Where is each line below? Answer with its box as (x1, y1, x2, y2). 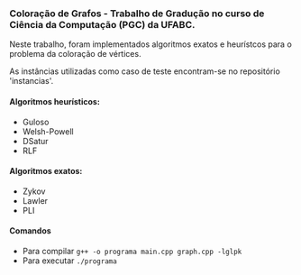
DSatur (22, 135, 49, 146)
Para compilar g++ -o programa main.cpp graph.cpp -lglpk (22, 245, 242, 256)
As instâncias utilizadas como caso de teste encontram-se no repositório (9, 66, 281, 77)
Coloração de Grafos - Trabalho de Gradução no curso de (9, 7, 265, 20)
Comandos (9, 225, 51, 236)
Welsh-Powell (22, 125, 74, 137)
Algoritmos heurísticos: (9, 96, 101, 106)
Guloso (22, 116, 50, 127)
